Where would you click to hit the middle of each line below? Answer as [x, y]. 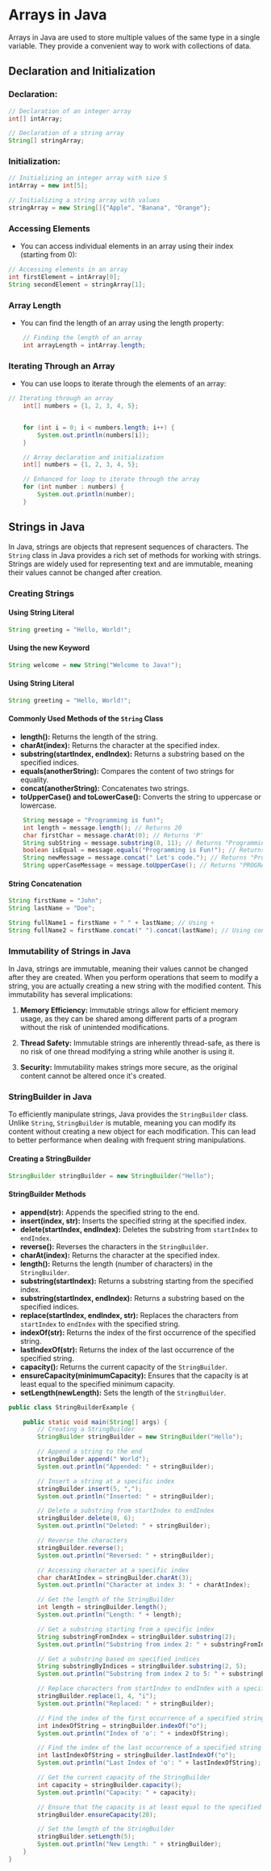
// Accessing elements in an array [68, 270]
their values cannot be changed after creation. [85, 572]
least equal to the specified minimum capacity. [98, 1383]
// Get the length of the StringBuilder [106, 1600]
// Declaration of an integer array [70, 111]
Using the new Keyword [49, 648]
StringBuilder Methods [47, 1194]
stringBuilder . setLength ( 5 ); [86, 1837]
